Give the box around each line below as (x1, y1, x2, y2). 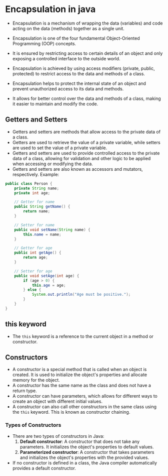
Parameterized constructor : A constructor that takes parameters (19, 449, 154, 455)
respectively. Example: (12, 171, 59, 177)
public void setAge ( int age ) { (14, 273, 79, 278)
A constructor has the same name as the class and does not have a (12, 383, 151, 389)
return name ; (23, 209, 50, 214)
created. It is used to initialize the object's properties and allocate (12, 372, 147, 378)
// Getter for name (14, 199, 55, 204)
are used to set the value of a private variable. (12, 145, 107, 151)
